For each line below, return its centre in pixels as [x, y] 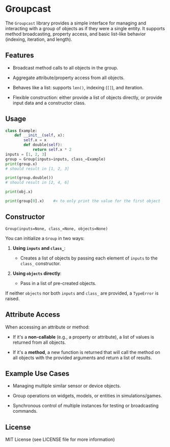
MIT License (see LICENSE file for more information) [60, 439]
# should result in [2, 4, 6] [37, 183]
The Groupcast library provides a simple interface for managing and [76, 23]
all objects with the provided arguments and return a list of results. [82, 358]
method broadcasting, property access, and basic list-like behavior [76, 34]
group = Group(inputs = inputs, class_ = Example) [55, 159]
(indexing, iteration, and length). [39, 39]
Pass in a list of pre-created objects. [58, 283]
